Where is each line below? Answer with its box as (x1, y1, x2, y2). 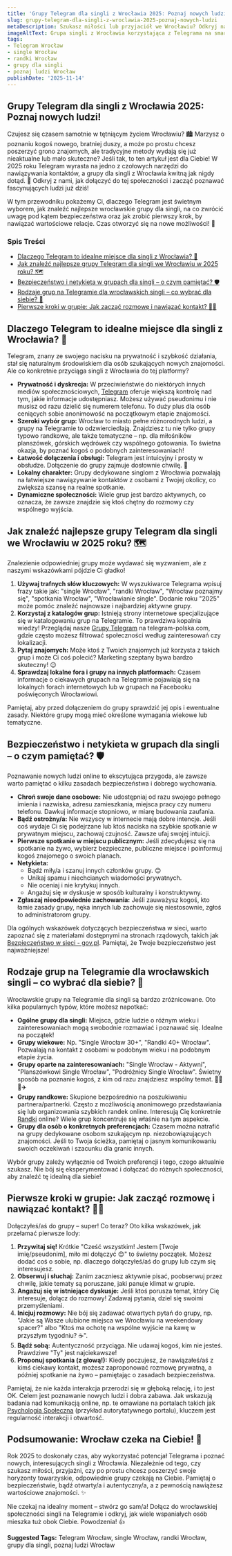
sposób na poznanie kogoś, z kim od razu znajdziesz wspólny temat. (17, 1075, 213, 1083)
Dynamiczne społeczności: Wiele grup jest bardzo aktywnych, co (17, 490, 206, 499)
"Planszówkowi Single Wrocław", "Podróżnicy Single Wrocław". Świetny (17, 1068, 222, 1076)
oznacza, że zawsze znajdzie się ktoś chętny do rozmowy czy (17, 498, 195, 506)
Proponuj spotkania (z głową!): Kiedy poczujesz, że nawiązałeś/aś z (17, 1356, 214, 1364)
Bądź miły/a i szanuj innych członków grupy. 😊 (27, 866, 162, 874)
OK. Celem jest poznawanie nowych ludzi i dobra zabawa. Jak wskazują (7, 1391, 213, 1399)
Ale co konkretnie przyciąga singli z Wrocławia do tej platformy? (7, 366, 189, 375)
